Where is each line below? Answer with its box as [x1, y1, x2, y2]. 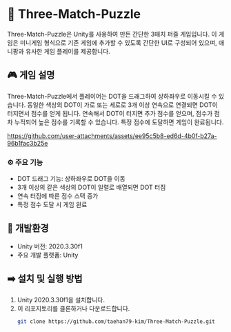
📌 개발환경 [7, 222, 50, 234]
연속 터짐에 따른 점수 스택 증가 [17, 192, 99, 200]
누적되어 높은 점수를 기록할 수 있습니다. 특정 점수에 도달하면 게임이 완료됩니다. [14, 117, 224, 126]
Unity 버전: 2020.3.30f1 [17, 242, 83, 251]
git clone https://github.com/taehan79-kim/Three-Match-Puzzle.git [17, 318, 215, 325]
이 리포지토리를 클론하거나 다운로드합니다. [17, 304, 130, 313]
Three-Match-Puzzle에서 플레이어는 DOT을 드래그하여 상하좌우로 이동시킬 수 [7, 92, 217, 100]
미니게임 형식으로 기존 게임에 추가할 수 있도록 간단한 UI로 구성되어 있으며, [19, 38, 217, 47]
